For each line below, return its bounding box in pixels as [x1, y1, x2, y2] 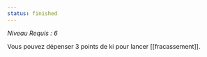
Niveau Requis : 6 [7, 29, 58, 37]
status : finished [7, 10, 58, 17]
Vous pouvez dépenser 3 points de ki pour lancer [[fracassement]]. [7, 42, 201, 50]
